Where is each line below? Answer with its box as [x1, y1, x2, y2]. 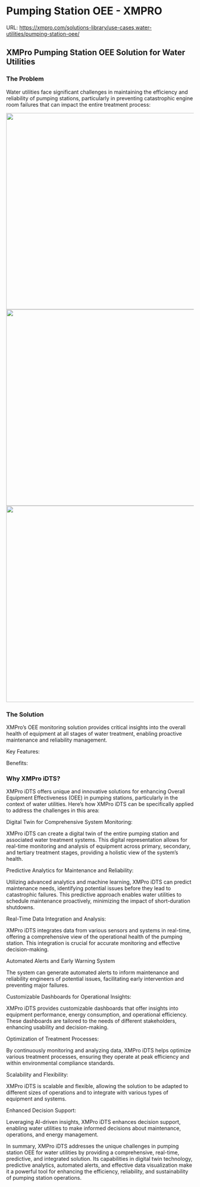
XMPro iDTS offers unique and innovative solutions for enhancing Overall [6, 788, 186, 795]
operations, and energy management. [6, 1131, 99, 1138]
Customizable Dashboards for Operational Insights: [6, 993, 132, 1000]
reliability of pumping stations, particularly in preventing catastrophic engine [6, 94, 193, 102]
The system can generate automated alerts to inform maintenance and [6, 969, 179, 976]
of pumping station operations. [6, 1174, 82, 1182]
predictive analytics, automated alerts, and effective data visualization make [6, 1161, 192, 1169]
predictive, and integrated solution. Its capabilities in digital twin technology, [6, 1155, 193, 1163]
